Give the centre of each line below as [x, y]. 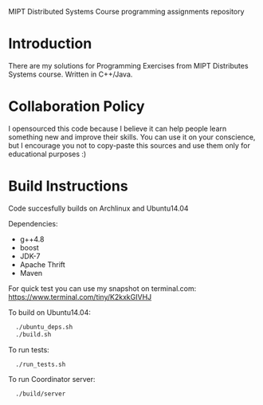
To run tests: [29, 349]
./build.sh [33, 334]
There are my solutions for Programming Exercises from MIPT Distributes [128, 65]
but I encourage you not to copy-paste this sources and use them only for [130, 145]
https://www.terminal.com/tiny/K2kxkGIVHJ [80, 297]
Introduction [50, 44]
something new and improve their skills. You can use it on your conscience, [132, 137]
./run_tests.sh [41, 364]
